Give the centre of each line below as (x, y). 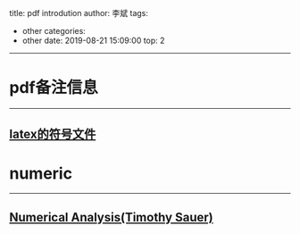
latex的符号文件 (53, 134)
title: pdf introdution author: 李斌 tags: (79, 13)
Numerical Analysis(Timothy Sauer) (111, 217)
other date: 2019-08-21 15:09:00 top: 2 (93, 40)
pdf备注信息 (54, 88)
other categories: (54, 31)
